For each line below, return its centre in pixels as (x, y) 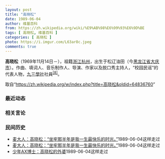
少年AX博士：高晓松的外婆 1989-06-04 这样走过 (60, 152)
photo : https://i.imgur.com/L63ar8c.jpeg (48, 42)
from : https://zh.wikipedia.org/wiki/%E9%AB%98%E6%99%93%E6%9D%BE (75, 28)
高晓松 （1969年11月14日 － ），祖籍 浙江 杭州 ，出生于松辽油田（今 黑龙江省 (78, 61)
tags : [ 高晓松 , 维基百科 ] (31, 33)
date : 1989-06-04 (23, 19)
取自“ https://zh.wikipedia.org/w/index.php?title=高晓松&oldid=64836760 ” (80, 84)
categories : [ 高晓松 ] (28, 38)
